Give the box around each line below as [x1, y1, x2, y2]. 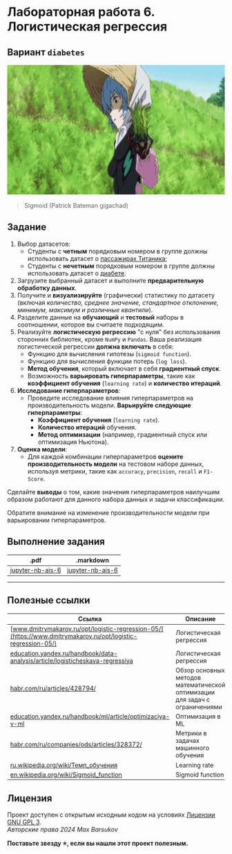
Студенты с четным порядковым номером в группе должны [27, 246, 208, 255]
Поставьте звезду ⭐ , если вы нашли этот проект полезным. [7, 840, 188, 848]
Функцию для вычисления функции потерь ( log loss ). [27, 357, 187, 365]
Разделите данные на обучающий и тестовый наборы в [17, 313, 184, 321]
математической [175, 681, 226, 689]
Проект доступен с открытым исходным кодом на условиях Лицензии [7, 811, 215, 819]
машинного [175, 744, 209, 753]
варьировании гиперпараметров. [7, 516, 106, 524]
